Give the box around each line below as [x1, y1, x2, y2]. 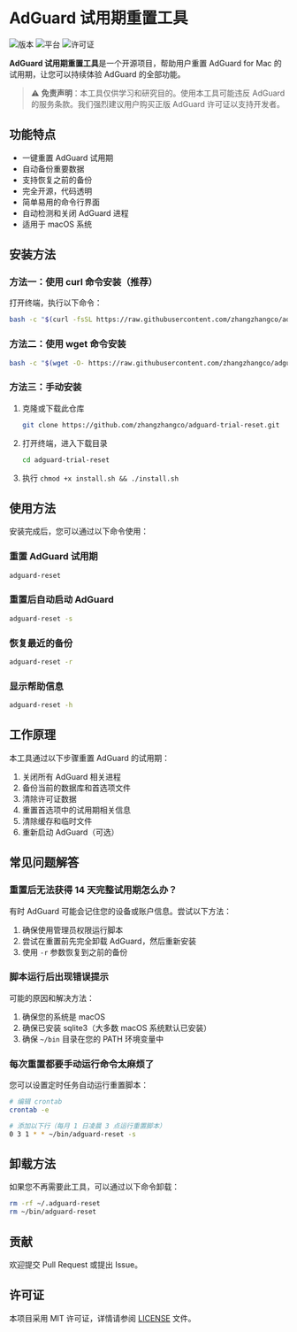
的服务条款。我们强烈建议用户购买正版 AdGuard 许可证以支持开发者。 [30, 98, 286, 109]
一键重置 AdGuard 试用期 [21, 152, 114, 163]
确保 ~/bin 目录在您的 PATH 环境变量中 [21, 1033, 164, 1044]
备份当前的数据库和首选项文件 [21, 782, 131, 793]
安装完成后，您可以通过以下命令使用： [9, 526, 148, 536]
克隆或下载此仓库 [21, 403, 85, 413]
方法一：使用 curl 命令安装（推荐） [9, 276, 157, 289]
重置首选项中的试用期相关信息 [21, 805, 131, 815]
